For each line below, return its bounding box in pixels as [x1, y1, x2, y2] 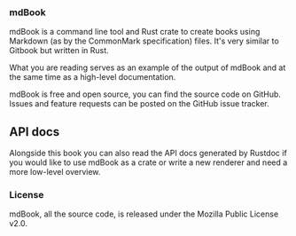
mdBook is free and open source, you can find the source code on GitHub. [9, 89, 282, 99]
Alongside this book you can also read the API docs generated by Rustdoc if [9, 148, 288, 159]
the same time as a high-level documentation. [9, 72, 176, 83]
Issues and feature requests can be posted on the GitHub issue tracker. [9, 98, 269, 109]
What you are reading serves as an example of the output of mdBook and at [9, 62, 286, 73]
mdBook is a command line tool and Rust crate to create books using [9, 27, 261, 37]
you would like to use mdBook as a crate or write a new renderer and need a [9, 157, 288, 168]
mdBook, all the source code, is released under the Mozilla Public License [9, 208, 279, 219]
